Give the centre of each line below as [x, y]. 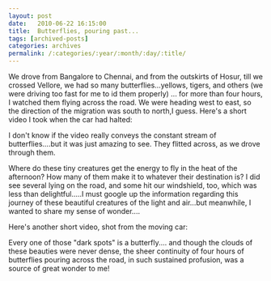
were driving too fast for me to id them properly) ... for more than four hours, [135, 94]
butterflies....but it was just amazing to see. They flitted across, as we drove [134, 144]
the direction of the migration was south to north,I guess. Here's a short [127, 111]
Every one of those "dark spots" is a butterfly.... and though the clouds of [131, 243]
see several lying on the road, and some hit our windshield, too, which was [133, 185]
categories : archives [45, 46]
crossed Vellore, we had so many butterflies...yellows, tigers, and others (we [136, 85]
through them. [32, 152]
